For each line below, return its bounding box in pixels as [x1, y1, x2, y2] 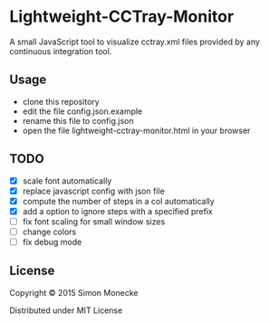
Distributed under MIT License [9, 305, 123, 316]
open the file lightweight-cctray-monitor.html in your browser [22, 125, 251, 136]
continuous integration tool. [9, 45, 112, 56]
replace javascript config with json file [22, 185, 165, 196]
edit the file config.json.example [22, 106, 143, 117]
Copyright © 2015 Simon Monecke [9, 287, 139, 298]
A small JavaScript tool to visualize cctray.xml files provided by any [9, 36, 261, 47]
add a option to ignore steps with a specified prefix [22, 205, 213, 216]
